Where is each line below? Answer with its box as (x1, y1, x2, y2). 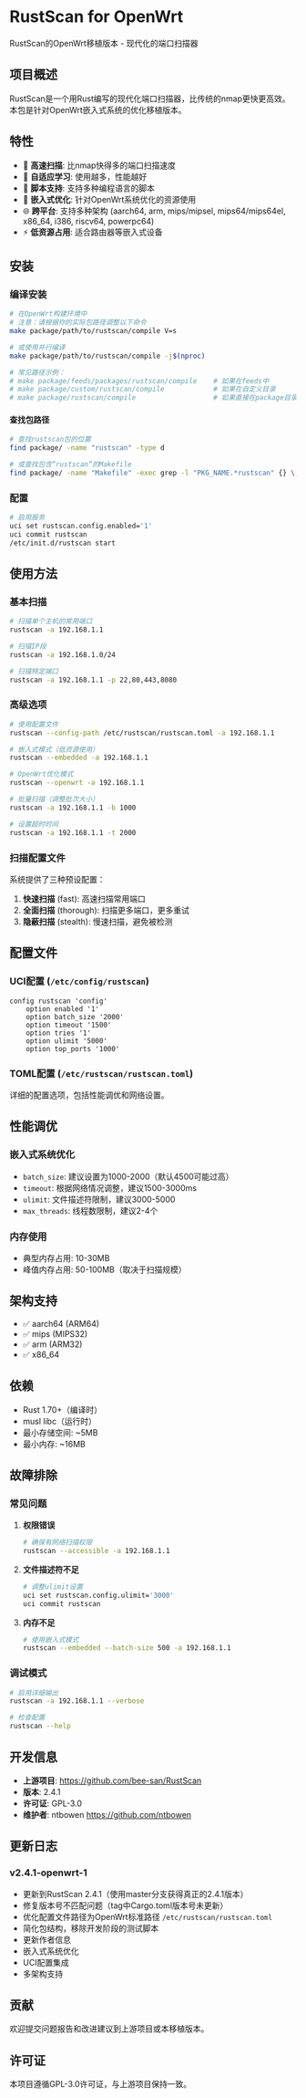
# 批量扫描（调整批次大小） (9, 795, 100, 804)
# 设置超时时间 (9, 819, 59, 829)
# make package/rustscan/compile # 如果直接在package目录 (9, 393, 298, 402)
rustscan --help (9, 1722, 71, 1731)
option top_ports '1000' (25, 1044, 120, 1053)
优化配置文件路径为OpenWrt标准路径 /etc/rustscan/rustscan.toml (22, 1911, 273, 1922)
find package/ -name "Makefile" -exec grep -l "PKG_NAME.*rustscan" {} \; (9, 468, 300, 477)
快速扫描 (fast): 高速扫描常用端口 (22, 892, 146, 904)
